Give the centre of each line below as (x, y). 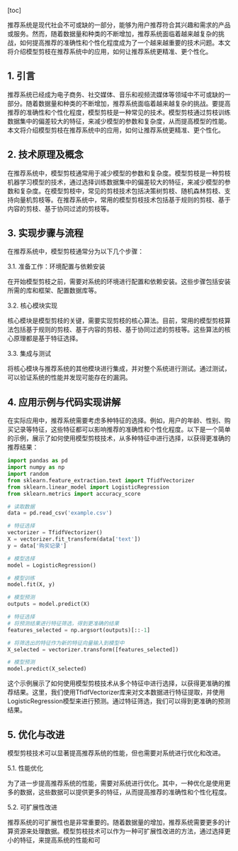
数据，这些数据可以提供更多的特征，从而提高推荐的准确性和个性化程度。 (125, 792)
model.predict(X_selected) (47, 669)
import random (28, 474)
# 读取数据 (21, 506)
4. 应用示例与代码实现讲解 (64, 402)
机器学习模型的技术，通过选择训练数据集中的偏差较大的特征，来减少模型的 (116, 182)
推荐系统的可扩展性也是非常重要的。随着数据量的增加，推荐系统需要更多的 (116, 822)
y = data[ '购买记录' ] (37, 546)
